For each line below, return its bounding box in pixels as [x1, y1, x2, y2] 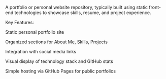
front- [149, 5, 161, 10]
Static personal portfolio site [5, 29, 64, 35]
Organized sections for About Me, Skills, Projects [5, 39, 108, 45]
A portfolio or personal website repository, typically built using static [5, 5, 148, 10]
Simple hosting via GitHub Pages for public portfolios [5, 68, 116, 74]
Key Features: [5, 20, 34, 25]
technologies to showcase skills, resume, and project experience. [14, 10, 151, 16]
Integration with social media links [5, 49, 77, 54]
